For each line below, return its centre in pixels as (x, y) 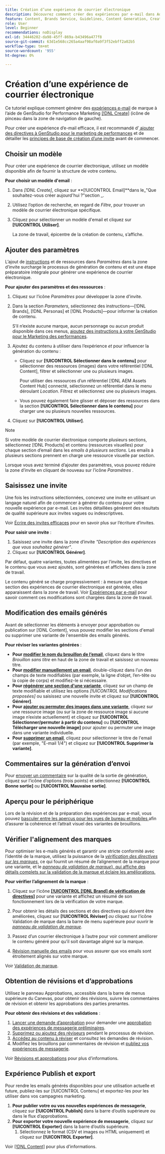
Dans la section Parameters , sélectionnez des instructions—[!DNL (79, 306)
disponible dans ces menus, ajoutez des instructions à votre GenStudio (84, 331)
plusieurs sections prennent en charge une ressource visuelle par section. (80, 455)
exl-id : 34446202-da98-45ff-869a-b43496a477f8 (54, 37)
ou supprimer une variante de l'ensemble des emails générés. (68, 635)
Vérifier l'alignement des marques (58, 839)
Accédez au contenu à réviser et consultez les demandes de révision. (82, 1038)
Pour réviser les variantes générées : (43, 644)
